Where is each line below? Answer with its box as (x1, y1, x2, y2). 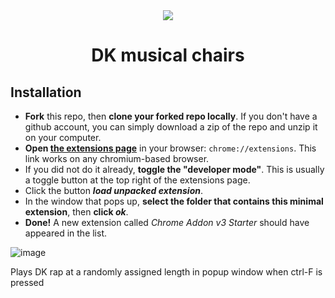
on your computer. (24, 132, 102, 143)
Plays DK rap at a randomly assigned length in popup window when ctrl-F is (10, 266, 323, 278)
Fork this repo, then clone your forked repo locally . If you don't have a (24, 110, 318, 122)
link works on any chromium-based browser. (24, 153, 210, 164)
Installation (10, 84, 82, 101)
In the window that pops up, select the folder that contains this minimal (24, 195, 324, 207)
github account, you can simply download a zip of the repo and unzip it (24, 121, 318, 133)
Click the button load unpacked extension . (24, 185, 204, 196)
